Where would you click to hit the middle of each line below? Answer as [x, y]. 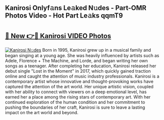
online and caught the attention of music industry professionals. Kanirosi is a [82, 76]
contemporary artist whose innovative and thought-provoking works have [79, 81]
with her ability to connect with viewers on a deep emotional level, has [76, 92]
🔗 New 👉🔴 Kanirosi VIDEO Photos [58, 36]
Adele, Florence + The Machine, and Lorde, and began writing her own [76, 61]
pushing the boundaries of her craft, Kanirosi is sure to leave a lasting [75, 107]
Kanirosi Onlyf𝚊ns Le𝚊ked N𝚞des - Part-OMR [76, 8]
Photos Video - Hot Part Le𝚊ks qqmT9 [64, 16]
